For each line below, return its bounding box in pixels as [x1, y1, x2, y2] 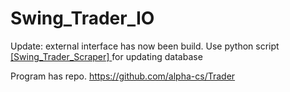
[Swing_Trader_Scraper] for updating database [10, 50, 203, 62]
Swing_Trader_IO [10, 7, 155, 30]
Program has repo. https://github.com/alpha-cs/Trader [10, 70, 236, 82]
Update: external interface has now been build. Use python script [10, 40, 280, 52]
